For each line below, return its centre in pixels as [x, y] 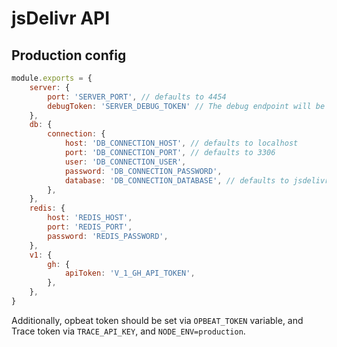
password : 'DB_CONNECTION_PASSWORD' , [143, 171]
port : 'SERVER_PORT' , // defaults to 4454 [137, 97]
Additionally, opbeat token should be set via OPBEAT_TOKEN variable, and [157, 320]
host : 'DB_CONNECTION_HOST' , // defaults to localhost [181, 143]
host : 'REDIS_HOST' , [90, 218]
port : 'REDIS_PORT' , [90, 227]
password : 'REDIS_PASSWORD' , [108, 236]
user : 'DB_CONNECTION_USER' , [125, 162]
